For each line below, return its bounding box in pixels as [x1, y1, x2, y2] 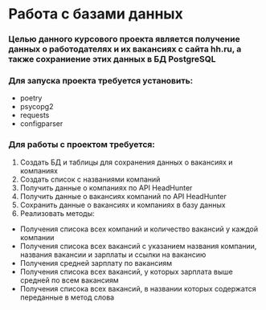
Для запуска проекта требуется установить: [8, 75, 194, 87]
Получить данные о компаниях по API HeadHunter [19, 182, 193, 193]
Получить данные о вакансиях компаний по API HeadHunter [19, 191, 227, 201]
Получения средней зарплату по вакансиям [19, 258, 173, 267]
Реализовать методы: [19, 208, 95, 218]
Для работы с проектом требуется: [8, 139, 155, 150]
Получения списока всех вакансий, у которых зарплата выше [19, 267, 233, 276]
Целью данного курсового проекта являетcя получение [8, 34, 240, 45]
